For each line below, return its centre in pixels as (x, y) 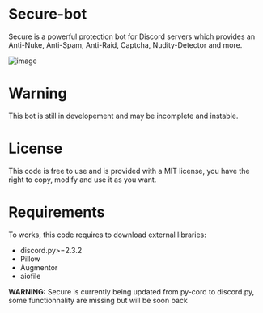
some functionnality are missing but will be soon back (98, 300)
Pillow (30, 259)
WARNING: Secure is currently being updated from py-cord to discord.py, (131, 291)
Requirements (57, 212)
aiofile (30, 276)
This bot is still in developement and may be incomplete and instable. (123, 116)
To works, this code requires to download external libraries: (107, 235)
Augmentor (39, 267)
